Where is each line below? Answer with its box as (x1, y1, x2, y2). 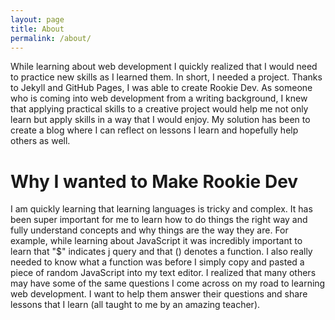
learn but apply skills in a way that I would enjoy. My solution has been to (10, 114, 311, 126)
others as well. (10, 135, 71, 147)
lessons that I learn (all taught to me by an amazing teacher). (10, 299, 261, 311)
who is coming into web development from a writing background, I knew (10, 92, 308, 105)
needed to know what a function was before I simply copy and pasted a (10, 256, 305, 268)
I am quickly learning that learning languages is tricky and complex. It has (10, 203, 313, 215)
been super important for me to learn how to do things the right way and (10, 214, 308, 226)
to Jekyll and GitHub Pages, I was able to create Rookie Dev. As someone (10, 82, 313, 94)
